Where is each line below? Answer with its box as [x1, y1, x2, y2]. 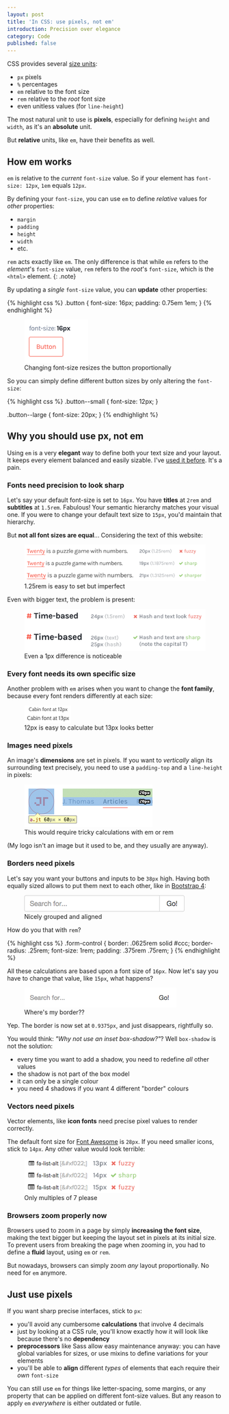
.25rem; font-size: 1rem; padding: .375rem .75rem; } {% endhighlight [27, 946, 220, 955]
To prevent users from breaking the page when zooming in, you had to [7, 1241, 206, 1249]
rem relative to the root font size [16, 95, 106, 103]
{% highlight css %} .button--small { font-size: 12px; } [7, 397, 159, 405]
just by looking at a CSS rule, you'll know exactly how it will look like [16, 1327, 208, 1335]
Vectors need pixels [7, 1101, 75, 1111]
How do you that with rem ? [7, 926, 81, 934]
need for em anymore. [7, 1269, 67, 1277]
